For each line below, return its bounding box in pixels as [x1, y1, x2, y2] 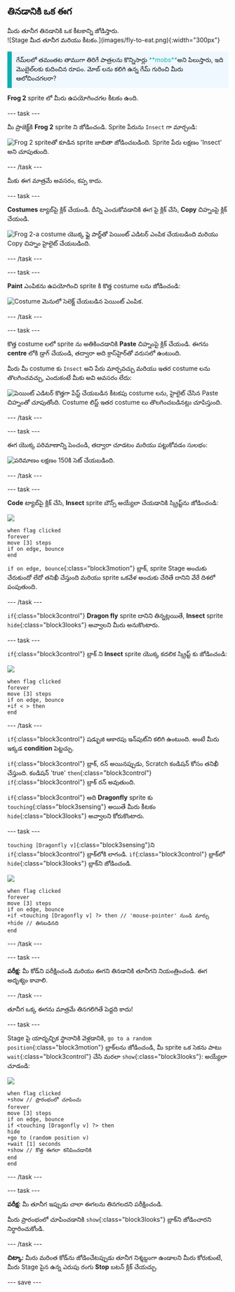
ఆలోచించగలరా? [16, 74, 57, 82]
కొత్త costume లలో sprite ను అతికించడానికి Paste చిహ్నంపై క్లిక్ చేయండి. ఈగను [7, 339, 209, 348]
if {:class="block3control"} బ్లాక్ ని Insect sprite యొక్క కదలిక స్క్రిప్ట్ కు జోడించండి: [7, 649, 228, 658]
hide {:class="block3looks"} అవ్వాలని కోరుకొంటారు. [7, 811, 145, 820]
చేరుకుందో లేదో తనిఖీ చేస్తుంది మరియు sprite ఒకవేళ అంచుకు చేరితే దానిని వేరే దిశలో [7, 573, 216, 582]
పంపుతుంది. [7, 582, 37, 591]
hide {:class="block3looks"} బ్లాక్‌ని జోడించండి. [7, 859, 132, 867]
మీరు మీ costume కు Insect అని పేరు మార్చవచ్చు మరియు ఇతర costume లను [7, 364, 210, 372]
